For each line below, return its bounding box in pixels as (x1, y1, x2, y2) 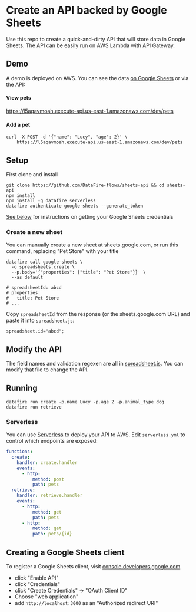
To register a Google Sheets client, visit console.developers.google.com (6, 563, 181, 570)
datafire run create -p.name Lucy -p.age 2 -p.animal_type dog (6, 399, 165, 404)
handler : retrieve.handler (16, 493, 83, 499)
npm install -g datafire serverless (6, 198, 96, 203)
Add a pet (6, 121, 31, 128)
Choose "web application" (14, 593, 78, 600)
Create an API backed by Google (6, 4, 167, 17)
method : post (32, 476, 65, 482)
